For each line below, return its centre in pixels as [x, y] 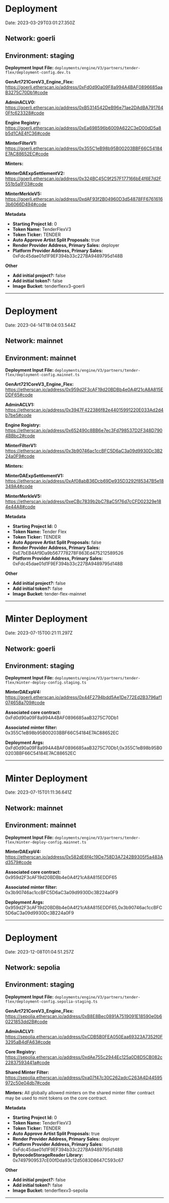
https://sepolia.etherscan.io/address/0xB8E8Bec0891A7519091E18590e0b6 [84, 1016]
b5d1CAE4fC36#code [28, 133]
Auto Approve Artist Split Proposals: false [57, 542]
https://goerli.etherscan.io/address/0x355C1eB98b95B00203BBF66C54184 [84, 148]
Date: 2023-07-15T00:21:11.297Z [39, 633]
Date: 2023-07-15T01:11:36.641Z [38, 792]
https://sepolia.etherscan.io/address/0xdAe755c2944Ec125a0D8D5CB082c [84, 1057]
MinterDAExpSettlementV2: [35, 174]
